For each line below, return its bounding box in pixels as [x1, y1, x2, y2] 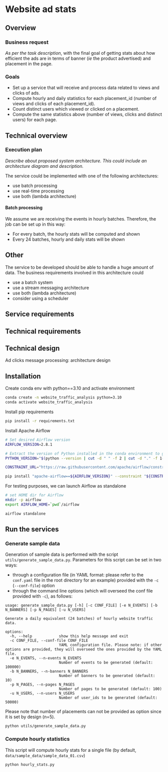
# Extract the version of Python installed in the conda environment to [5, 451, 160, 456]
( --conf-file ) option [12, 583, 55, 589]
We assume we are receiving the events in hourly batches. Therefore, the [5, 216, 156, 222]
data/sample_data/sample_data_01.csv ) [5, 752, 85, 758]
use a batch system [12, 279, 53, 285]
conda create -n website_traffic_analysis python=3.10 [5, 395, 122, 400]
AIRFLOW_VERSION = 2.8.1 [5, 442, 52, 447]
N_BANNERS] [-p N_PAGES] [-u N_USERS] [5, 607, 86, 613]
